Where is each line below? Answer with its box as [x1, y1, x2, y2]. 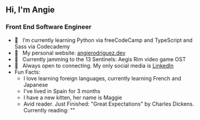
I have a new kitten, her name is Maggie [23, 94, 122, 101]
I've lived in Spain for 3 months [23, 87, 101, 95]
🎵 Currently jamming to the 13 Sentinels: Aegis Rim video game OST [14, 55, 186, 62]
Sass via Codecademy [14, 43, 70, 50]
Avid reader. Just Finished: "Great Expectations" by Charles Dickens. [23, 100, 195, 107]
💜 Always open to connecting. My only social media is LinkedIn [14, 62, 174, 69]
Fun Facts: [14, 68, 40, 76]
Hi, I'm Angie [5, 5, 55, 15]
